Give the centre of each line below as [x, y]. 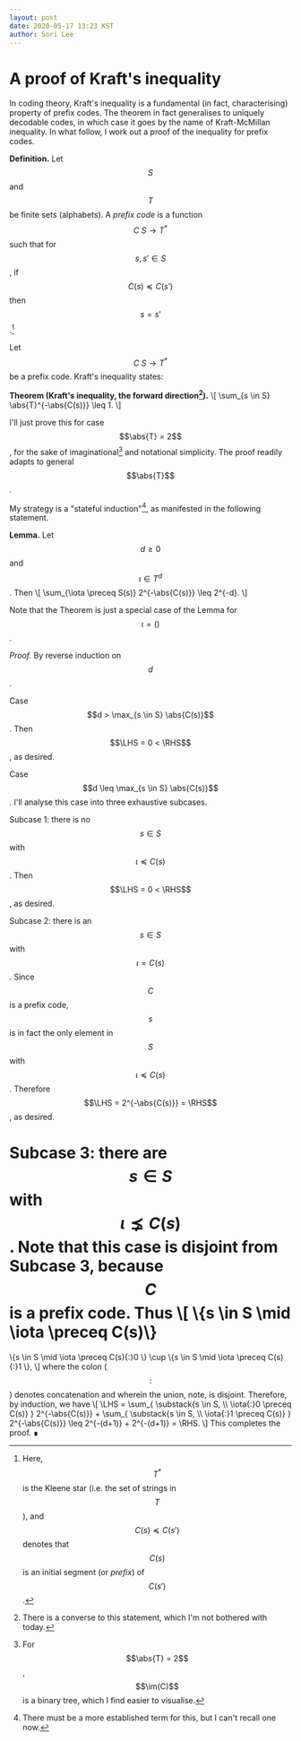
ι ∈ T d [150, 577]
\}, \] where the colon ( [65, 1366]
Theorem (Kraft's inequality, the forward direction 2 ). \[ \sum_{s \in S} [140, 395]
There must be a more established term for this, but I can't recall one [149, 1718]
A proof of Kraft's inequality [116, 78]
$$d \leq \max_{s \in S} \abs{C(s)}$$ [150, 788]
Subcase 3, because [86, 1267]
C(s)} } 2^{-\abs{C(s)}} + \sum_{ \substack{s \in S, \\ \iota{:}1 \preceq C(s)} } [150, 1413]
